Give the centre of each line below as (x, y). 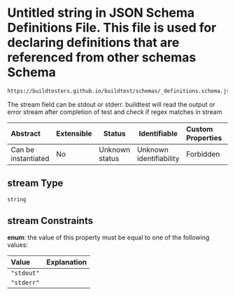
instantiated (30, 158)
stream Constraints (50, 221)
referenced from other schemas (102, 58)
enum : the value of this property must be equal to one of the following (108, 238)
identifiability (158, 158)
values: (17, 245)
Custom (200, 129)
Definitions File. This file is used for (112, 28)
